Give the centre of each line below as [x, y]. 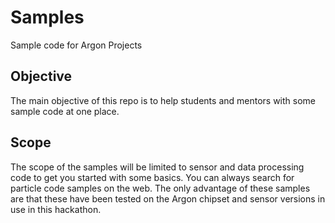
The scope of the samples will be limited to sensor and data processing [157, 167]
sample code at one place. [65, 111]
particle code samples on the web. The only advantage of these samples [160, 188]
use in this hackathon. [56, 209]
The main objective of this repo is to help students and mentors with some [163, 100]
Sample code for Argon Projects [76, 45]
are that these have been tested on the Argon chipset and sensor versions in [168, 198]
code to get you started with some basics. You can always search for [152, 177]
